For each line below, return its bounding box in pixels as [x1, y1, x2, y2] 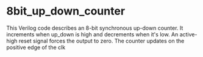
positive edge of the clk [6, 44, 66, 51]
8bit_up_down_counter [6, 4, 126, 18]
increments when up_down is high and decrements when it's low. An [6, 30, 179, 38]
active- [179, 30, 198, 38]
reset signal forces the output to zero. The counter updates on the [18, 37, 185, 44]
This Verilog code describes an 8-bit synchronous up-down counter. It [6, 24, 183, 32]
